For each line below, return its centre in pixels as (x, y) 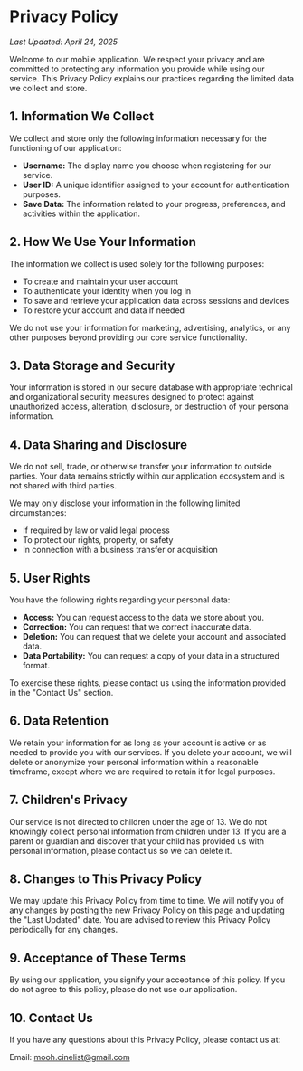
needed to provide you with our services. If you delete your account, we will (151, 752)
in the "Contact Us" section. (62, 692)
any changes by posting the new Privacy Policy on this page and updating (147, 910)
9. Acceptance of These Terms (98, 957)
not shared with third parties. (63, 486)
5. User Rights (50, 578)
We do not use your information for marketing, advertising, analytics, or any (150, 327)
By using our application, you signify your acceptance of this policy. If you (147, 980)
